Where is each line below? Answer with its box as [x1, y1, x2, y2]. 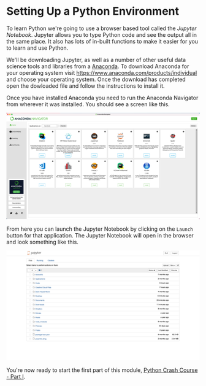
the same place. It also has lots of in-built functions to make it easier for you [6, 37, 198, 45]
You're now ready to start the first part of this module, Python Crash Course [6, 366, 198, 374]
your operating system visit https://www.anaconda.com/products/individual [6, 69, 197, 76]
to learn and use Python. [6, 44, 69, 52]
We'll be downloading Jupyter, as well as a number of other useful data [6, 56, 186, 63]
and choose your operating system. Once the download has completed [6, 75, 186, 83]
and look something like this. [6, 238, 78, 246]
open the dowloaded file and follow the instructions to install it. [6, 82, 165, 90]
